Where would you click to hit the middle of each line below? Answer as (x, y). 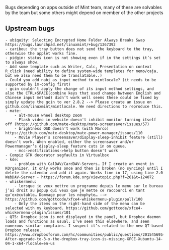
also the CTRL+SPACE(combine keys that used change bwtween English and (83, 93)
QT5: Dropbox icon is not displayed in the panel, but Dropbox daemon (85, 217)
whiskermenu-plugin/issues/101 (38, 212)
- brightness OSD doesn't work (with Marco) (62, 128)
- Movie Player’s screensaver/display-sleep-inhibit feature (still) (89, 137)
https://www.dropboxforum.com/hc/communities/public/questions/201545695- (85, 234)
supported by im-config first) (38, 84)
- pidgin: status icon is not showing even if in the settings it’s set (83, 58)
